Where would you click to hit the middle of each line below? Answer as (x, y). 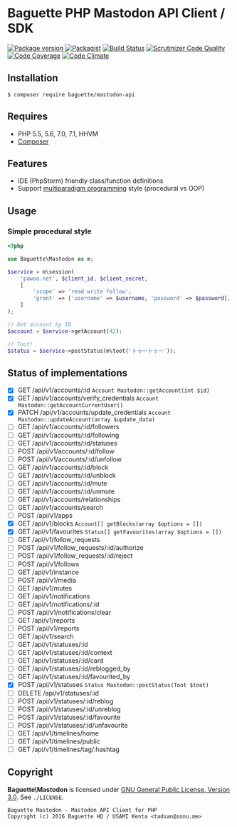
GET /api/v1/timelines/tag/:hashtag (68, 749)
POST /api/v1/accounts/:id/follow (66, 451)
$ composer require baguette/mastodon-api (71, 94)
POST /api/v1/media (47, 580)
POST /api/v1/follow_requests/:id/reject (75, 556)
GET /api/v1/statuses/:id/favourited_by (74, 677)
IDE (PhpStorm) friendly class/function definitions (90, 181)
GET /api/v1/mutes (45, 588)
